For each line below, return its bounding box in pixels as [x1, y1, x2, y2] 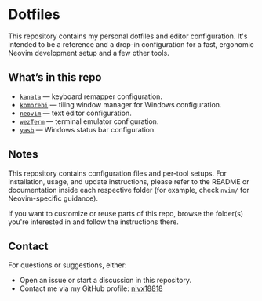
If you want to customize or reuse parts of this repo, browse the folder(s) [8, 209, 244, 218]
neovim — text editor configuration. [19, 108, 132, 118]
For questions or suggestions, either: [8, 260, 127, 270]
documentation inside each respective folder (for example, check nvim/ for [8, 185, 249, 194]
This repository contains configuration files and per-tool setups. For [8, 169, 227, 178]
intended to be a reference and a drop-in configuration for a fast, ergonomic [8, 39, 255, 49]
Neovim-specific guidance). [8, 194, 98, 203]
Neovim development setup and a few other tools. [8, 48, 170, 57]
